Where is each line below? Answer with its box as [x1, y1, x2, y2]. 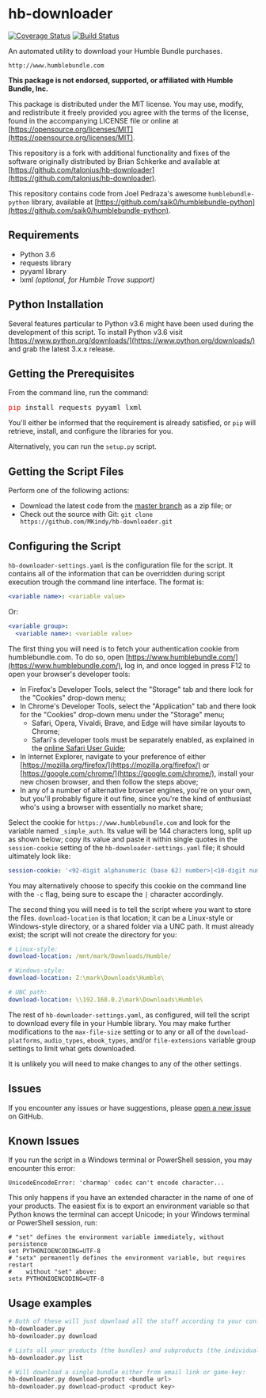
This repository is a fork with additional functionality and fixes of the [8, 148, 231, 158]
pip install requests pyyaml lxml [8, 403, 142, 412]
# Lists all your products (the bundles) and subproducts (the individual [8, 1347, 260, 1354]
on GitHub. [8, 1111, 44, 1121]
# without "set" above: [8, 1268, 97, 1276]
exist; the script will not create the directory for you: [8, 929, 177, 939]
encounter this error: [8, 1164, 76, 1173]
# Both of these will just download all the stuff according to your [8, 1317, 243, 1326]
